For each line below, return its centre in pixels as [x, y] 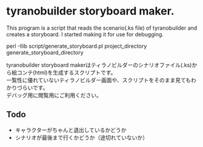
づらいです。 [32, 87]
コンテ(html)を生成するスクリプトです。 [66, 72]
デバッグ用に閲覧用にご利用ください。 [54, 95]
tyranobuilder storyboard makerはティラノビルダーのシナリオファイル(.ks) [99, 65]
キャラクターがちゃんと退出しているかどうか [71, 130]
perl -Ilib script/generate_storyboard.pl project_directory [77, 46]
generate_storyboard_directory [45, 52]
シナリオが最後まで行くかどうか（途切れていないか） [82, 137]
